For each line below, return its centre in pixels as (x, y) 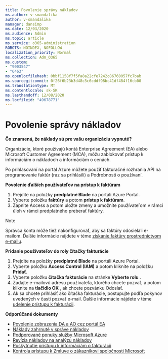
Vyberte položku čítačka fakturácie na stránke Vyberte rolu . (77, 277)
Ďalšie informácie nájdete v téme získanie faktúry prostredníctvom (92, 236)
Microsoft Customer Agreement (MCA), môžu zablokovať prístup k (74, 154)
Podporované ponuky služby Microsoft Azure (60, 335)
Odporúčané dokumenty (32, 314)
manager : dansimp (24, 24)
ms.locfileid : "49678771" (32, 100)
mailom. (13, 236)
